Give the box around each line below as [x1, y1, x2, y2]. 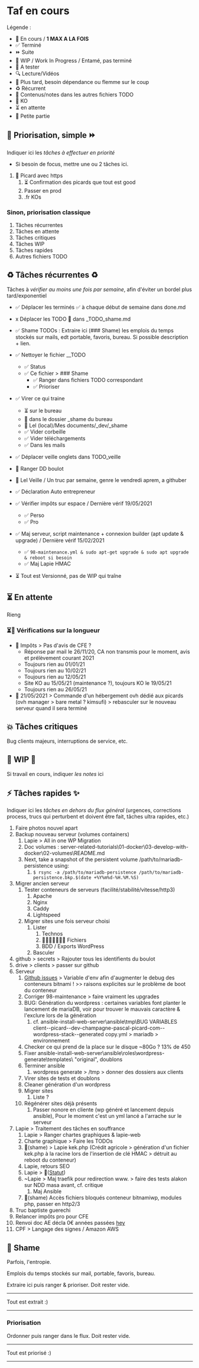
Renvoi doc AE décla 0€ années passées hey [15, 1220, 126, 1227]
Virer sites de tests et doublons [24, 1075, 100, 1082]
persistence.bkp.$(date [32, 875, 92, 881]
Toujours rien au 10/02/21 [24, 667, 86, 674]
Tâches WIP [15, 241, 45, 248]
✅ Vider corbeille [24, 428, 66, 435]
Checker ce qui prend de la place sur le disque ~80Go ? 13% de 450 [24, 1043, 191, 1050]
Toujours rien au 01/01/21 [24, 661, 85, 668]
